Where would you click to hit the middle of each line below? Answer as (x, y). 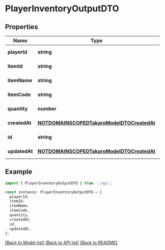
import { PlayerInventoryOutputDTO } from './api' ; (59, 183)
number (47, 109)
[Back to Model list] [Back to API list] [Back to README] (61, 243)
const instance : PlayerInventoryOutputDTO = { (54, 192)
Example (19, 172)
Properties (22, 27)
